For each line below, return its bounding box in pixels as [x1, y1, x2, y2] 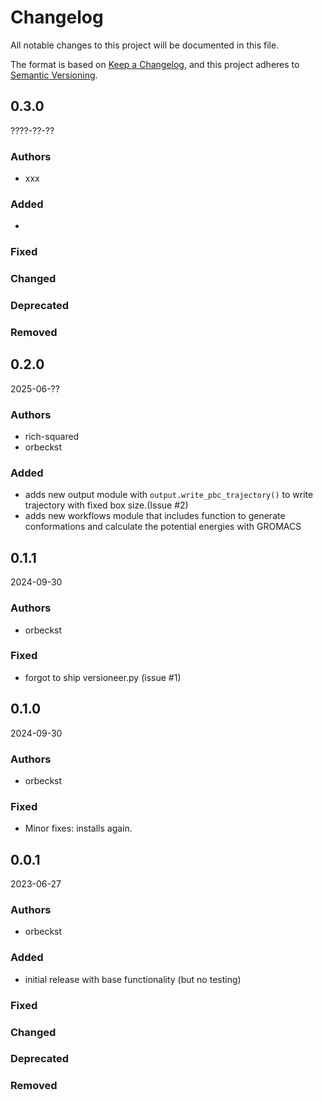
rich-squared [24, 431, 80, 443]
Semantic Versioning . [10, 69, 98, 81]
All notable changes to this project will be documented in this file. [10, 39, 280, 51]
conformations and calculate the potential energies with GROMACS [24, 521, 302, 533]
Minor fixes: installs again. [24, 822, 133, 835]
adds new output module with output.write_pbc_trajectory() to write [24, 489, 314, 501]
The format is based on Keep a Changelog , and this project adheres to [10, 58, 300, 70]
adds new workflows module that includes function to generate [24, 510, 286, 522]
